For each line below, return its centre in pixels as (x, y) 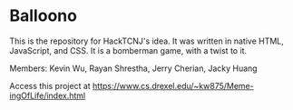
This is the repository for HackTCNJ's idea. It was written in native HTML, (146, 41)
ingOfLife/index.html (48, 95)
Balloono (43, 16)
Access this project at (50, 85)
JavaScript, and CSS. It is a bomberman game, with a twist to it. (128, 50)
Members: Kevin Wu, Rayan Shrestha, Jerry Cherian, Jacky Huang (133, 68)
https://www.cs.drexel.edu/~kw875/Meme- (173, 85)
